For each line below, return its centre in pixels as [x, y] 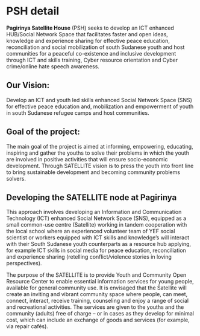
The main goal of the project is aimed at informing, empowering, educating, [100, 146]
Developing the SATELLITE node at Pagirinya [92, 197]
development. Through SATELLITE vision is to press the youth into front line [100, 166]
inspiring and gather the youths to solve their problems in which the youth [98, 153]
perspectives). [24, 263]
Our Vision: [28, 86]
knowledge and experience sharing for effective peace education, [88, 40]
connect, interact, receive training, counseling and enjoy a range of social [97, 301]
